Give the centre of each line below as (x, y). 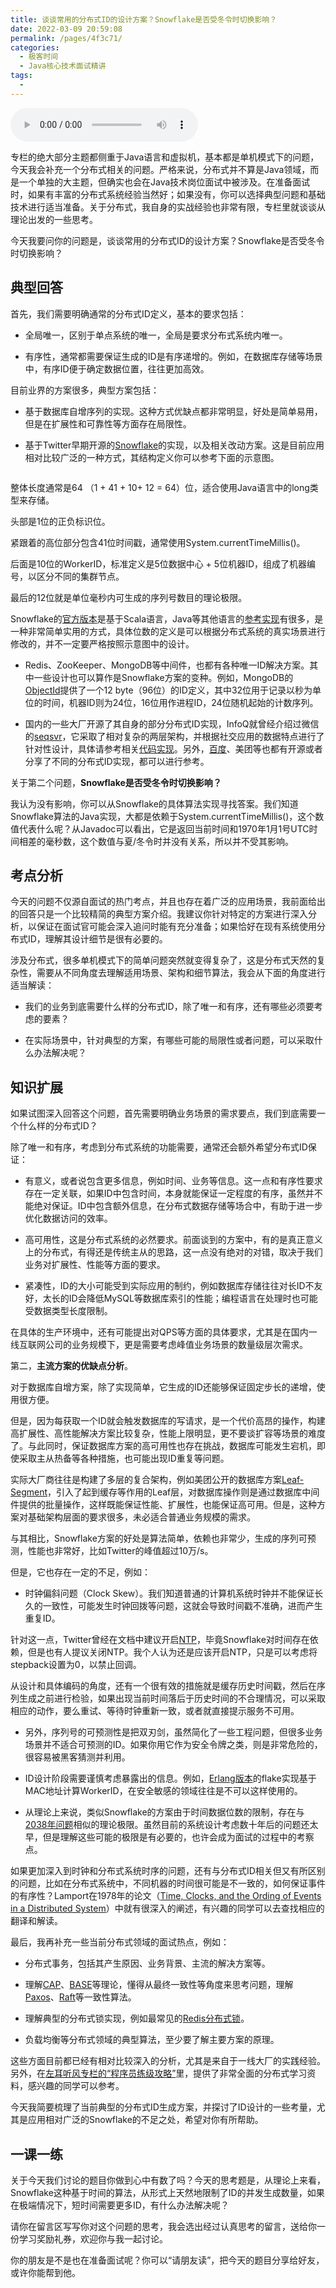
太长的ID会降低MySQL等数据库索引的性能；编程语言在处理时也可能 (180, 1298)
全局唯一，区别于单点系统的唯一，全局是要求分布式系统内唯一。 (156, 335)
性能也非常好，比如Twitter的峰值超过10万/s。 (120, 1551)
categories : (35, 47)
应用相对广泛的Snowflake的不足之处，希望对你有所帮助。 (145, 2120)
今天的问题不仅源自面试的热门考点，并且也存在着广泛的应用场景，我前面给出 (168, 902)
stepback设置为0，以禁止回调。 (76, 1665)
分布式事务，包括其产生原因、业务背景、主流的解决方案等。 (147, 1963)
